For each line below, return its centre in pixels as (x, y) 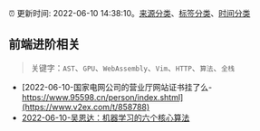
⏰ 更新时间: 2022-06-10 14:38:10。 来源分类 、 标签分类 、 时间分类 (130, 13)
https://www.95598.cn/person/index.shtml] (102, 97)
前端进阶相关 (44, 45)
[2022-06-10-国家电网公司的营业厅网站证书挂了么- (117, 87)
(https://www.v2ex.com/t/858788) (86, 107)
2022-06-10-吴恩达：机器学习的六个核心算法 (106, 117)
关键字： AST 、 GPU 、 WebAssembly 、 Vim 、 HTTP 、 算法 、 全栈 (133, 68)
